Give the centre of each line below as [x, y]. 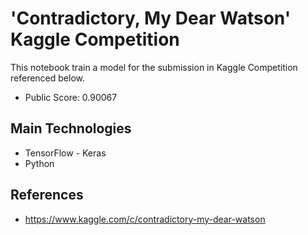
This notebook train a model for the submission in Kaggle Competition [154, 67]
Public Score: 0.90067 [71, 97]
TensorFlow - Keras [65, 153]
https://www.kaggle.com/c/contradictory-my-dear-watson [145, 219]
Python [39, 163]
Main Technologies [71, 128]
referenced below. [47, 78]
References [47, 195]
